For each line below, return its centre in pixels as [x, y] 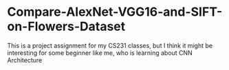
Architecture [25, 60]
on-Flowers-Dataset [66, 26]
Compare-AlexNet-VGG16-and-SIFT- [115, 12]
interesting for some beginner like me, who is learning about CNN [100, 53]
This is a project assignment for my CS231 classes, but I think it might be [110, 45]
